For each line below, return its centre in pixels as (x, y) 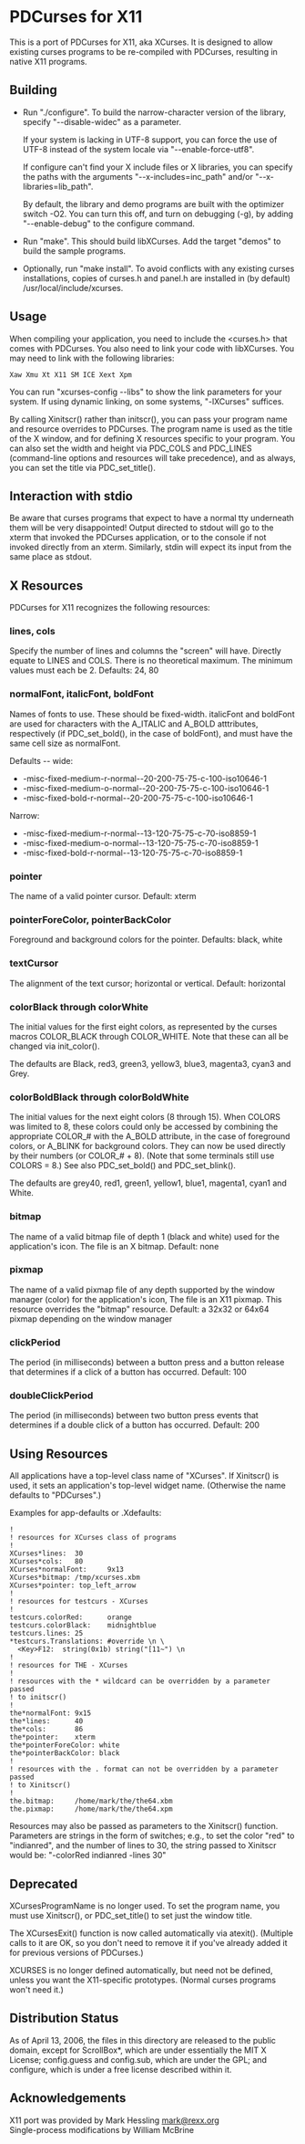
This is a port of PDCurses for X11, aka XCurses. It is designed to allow (141, 42)
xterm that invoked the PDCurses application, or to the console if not (138, 538)
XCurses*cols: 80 (46, 1562)
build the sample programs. (74, 251)
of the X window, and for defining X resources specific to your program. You (152, 438)
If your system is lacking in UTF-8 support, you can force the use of (150, 140)
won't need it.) (36, 1990)
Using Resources (59, 1454)
